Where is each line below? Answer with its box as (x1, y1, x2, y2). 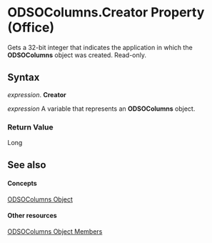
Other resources (7, 212, 57, 220)
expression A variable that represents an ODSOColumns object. (7, 104, 196, 113)
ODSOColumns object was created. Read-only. (7, 51, 146, 59)
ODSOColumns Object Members (7, 227, 103, 236)
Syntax (7, 71, 40, 84)
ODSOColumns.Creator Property (7, 4, 205, 21)
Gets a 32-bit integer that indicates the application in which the (7, 43, 193, 51)
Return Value (7, 122, 54, 132)
